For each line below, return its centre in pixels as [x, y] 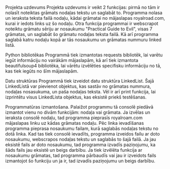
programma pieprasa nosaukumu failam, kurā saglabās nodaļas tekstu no [82, 128]
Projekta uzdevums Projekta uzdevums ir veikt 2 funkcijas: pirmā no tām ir [83, 7]
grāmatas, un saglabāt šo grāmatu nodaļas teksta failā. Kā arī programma [82, 34]
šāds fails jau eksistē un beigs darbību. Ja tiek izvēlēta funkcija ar [74, 150]
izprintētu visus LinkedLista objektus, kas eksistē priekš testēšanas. [76, 97]
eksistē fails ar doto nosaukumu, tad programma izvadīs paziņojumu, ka [80, 145]
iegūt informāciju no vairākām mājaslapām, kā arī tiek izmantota [72, 60]
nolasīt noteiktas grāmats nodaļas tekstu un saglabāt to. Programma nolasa [84, 13]
